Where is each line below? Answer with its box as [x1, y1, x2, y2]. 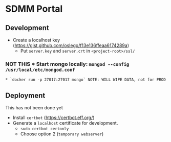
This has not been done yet [5, 105, 63, 111]
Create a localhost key [12, 37, 60, 43]
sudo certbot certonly [20, 126, 69, 132]
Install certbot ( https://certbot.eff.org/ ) [12, 114, 95, 121]
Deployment [5, 91, 46, 100]
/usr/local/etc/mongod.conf [5, 67, 75, 73]
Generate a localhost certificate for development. [12, 120, 118, 126]
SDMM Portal [5, 3, 63, 15]
